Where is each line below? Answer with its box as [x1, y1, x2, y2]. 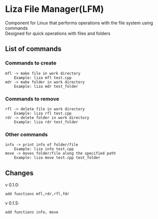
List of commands [5, 45, 62, 53]
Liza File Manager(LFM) [5, 3, 104, 15]
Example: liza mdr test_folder [14, 84, 79, 89]
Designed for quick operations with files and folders [5, 30, 111, 36]
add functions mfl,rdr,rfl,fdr [5, 192, 70, 197]
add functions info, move [5, 210, 58, 215]
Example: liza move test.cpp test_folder [14, 155, 100, 161]
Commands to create [5, 59, 57, 66]
